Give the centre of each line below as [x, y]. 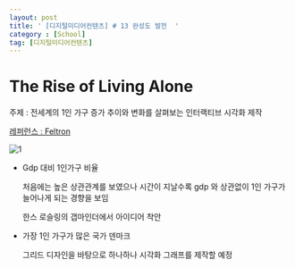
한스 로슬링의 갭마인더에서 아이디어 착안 [92, 217]
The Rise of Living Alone [101, 87]
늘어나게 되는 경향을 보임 [65, 198]
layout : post [34, 17]
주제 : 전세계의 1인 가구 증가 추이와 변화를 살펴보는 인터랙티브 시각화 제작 [136, 113]
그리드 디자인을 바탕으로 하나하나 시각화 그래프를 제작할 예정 [127, 255]
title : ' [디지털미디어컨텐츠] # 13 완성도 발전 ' [94, 26]
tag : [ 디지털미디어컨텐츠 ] [51, 42]
